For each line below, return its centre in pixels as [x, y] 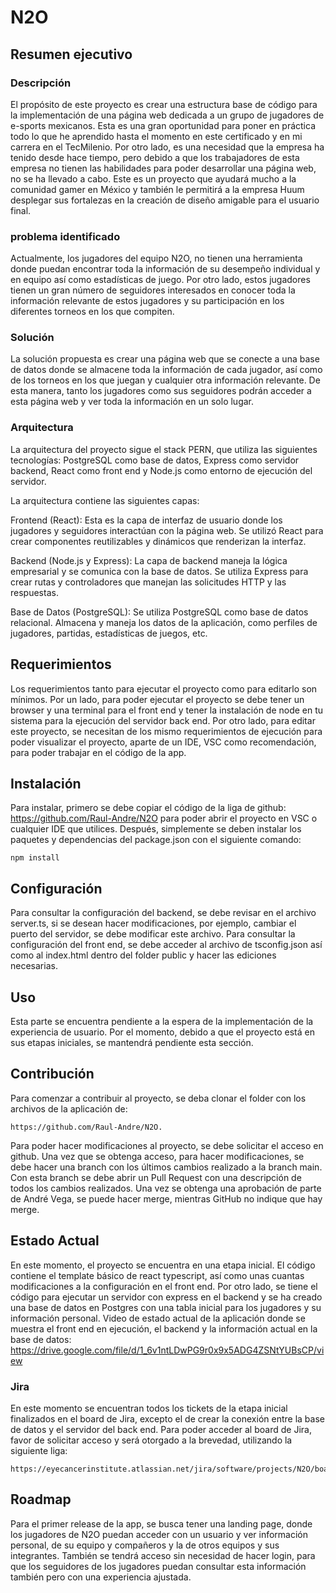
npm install [35, 858]
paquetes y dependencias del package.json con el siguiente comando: [156, 840]
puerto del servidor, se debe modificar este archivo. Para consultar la [153, 934]
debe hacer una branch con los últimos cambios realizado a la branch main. [166, 1167]
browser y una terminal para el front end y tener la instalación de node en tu [167, 710]
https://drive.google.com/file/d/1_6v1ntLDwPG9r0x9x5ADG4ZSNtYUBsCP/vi [167, 1350]
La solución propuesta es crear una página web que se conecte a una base [165, 359]
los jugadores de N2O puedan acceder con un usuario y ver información [159, 1534]
